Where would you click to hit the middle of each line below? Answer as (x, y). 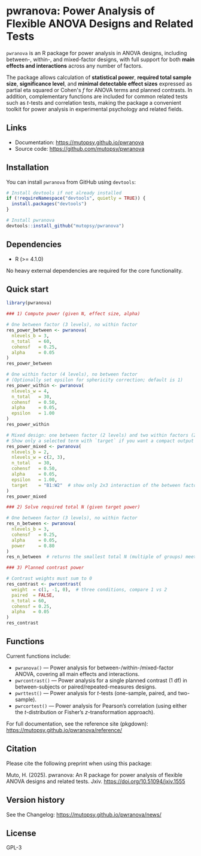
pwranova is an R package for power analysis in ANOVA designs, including (97, 53)
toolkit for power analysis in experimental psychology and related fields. (95, 109)
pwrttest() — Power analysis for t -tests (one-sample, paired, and (96, 693)
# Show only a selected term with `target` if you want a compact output (100, 441)
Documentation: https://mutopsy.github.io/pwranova (80, 142)
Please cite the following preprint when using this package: (79, 763)
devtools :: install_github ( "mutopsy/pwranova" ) (65, 226)
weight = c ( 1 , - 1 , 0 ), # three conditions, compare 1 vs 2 (89, 590)
